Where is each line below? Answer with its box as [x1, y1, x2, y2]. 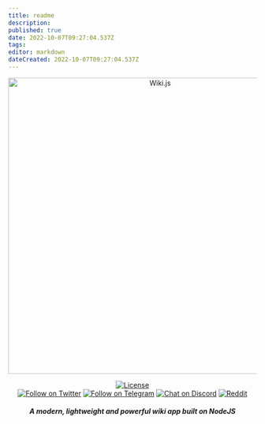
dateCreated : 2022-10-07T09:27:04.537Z [8, 56, 140, 64]
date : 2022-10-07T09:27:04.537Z [8, 33, 114, 42]
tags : [8, 41, 26, 49]
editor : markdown [8, 48, 65, 56]
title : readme [8, 11, 55, 20]
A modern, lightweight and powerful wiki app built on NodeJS [29, 407, 236, 416]
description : [8, 19, 51, 27]
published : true [8, 26, 62, 34]
